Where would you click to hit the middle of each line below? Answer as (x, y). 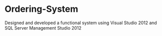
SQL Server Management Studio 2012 (43, 28)
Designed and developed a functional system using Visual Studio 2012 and (81, 23)
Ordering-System (42, 9)
